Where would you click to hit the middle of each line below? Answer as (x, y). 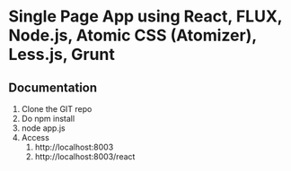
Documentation (53, 87)
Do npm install (48, 119)
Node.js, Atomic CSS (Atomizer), (132, 35)
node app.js (43, 128)
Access (35, 137)
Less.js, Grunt (62, 55)
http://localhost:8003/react (85, 157)
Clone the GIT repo (57, 109)
